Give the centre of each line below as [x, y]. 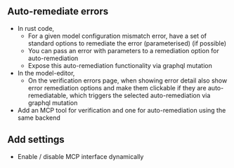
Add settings [36, 140]
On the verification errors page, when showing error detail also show [128, 80]
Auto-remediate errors [58, 12]
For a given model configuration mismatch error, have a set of [117, 36]
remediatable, [48, 95]
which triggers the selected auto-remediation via [140, 95]
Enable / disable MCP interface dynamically [80, 156]
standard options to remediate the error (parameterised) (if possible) [127, 43]
